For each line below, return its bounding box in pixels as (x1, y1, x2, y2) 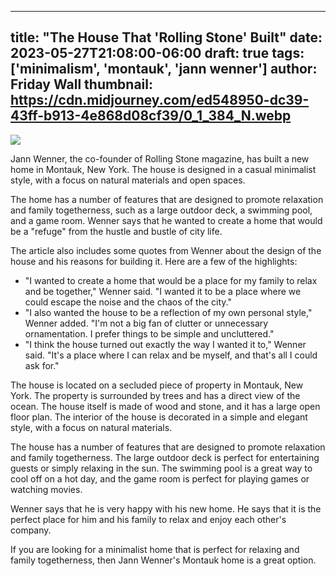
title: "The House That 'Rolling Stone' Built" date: (10, 29, 323, 46)
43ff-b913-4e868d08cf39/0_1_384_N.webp (10, 107, 292, 125)
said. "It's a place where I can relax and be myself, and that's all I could (24, 349, 318, 361)
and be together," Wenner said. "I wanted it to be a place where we (24, 285, 302, 297)
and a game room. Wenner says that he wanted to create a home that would (10, 214, 323, 226)
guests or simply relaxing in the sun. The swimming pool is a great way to (10, 462, 313, 474)
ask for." (24, 359, 60, 371)
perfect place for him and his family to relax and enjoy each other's (10, 513, 287, 525)
